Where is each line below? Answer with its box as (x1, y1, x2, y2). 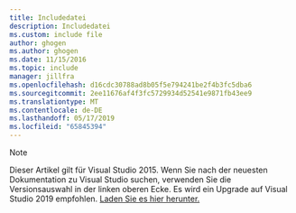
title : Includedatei (9, 13, 88, 23)
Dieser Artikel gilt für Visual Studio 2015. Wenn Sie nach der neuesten (9, 164, 268, 175)
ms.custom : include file (9, 30, 103, 39)
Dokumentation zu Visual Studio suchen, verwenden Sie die (9, 174, 232, 185)
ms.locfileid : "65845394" (9, 123, 106, 132)
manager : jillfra (9, 72, 75, 81)
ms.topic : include (9, 64, 79, 73)
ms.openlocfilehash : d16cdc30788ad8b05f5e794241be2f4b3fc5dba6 (9, 80, 253, 89)
